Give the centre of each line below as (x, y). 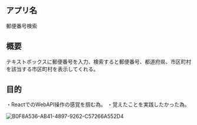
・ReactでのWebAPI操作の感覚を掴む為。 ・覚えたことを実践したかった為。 (98, 104)
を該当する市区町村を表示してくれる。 (52, 69)
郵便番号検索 (21, 26)
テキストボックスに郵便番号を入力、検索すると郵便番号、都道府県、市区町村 (99, 61)
